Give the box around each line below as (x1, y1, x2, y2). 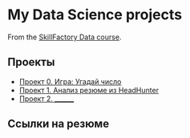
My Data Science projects (7, 6, 182, 24)
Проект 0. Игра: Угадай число (18, 76, 122, 86)
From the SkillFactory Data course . (7, 32, 122, 42)
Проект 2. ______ (18, 94, 75, 103)
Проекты (7, 55, 55, 69)
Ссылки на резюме (7, 117, 110, 131)
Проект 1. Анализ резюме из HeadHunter (18, 85, 160, 95)
